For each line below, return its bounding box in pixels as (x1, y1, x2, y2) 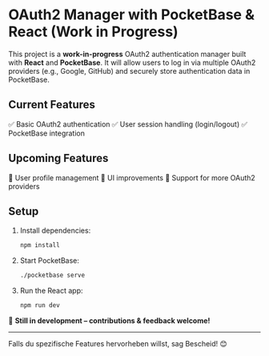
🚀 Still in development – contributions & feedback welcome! (8, 316, 211, 326)
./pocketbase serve (19, 271, 86, 280)
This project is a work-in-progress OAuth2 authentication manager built (8, 49, 247, 59)
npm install (19, 241, 60, 249)
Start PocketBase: (19, 256, 80, 265)
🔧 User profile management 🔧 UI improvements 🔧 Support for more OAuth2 (8, 172, 256, 182)
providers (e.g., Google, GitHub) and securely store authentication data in (8, 66, 251, 75)
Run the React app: (19, 286, 83, 296)
